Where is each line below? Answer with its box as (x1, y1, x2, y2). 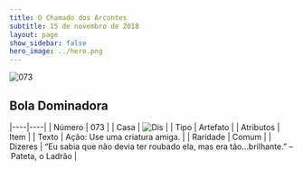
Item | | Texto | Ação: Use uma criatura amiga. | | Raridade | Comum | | (9, 131, 271, 142)
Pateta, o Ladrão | (10, 150, 78, 161)
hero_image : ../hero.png (9, 47, 103, 56)
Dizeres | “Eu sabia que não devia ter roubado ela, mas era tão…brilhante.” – (9, 141, 294, 152)
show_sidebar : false (9, 38, 88, 48)
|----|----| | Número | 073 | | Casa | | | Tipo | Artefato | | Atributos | (9, 121, 280, 132)
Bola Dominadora (9, 98, 109, 113)
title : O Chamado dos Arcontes (9, 13, 128, 23)
